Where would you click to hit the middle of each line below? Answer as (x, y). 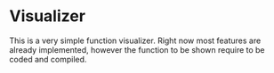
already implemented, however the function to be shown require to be (137, 49)
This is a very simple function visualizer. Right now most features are (135, 40)
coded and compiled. (48, 59)
